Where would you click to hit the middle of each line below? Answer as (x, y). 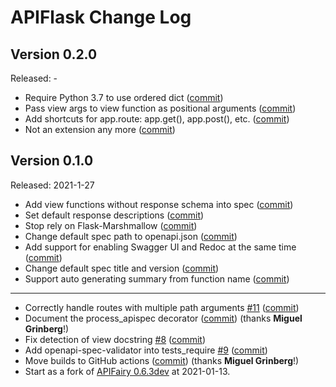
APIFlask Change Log (101, 17)
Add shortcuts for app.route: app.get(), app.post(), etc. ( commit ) (157, 119)
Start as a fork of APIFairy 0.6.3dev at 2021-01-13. (127, 371)
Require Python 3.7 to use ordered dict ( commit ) (124, 97)
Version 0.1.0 (52, 161)
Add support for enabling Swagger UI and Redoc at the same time (160, 247)
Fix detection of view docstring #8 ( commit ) (115, 339)
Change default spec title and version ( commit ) (122, 268)
